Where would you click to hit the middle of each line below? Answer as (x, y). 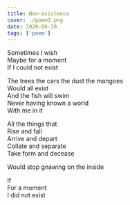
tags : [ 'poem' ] (29, 33)
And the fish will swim (38, 96)
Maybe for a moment (37, 60)
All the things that (32, 124)
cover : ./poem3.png (35, 20)
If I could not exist (33, 67)
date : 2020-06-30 (32, 26)
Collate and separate (37, 146)
